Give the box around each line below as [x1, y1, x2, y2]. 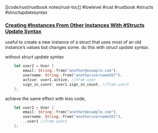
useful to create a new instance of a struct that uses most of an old [5, 39, 142, 45]
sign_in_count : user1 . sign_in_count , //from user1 [23, 82, 129, 87]
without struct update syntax [5, 54, 64, 60]
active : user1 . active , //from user [23, 77, 96, 82]
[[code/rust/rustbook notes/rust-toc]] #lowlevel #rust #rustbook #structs [5, 4, 154, 10]
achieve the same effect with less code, [5, 95, 86, 101]
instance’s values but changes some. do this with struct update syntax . [5, 44, 150, 50]
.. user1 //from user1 [23, 119, 68, 124]
